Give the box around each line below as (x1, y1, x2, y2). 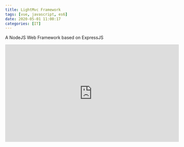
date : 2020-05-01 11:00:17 (5, 16, 61, 21)
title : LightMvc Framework (5, 7, 61, 12)
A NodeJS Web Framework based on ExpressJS (5, 35, 104, 41)
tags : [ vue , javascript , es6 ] (5, 12, 68, 17)
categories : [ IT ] (5, 21, 41, 26)
